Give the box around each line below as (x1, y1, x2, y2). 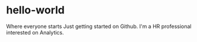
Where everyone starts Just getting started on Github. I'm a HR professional (6, 23, 192, 30)
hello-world (6, 3, 65, 17)
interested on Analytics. (6, 29, 64, 36)
